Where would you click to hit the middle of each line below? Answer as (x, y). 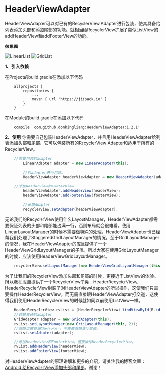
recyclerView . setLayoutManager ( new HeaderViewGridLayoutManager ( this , (88, 266)
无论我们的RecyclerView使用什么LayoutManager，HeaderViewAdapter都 (79, 219)
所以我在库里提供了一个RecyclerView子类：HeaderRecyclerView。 (73, 282)
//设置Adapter (37, 205)
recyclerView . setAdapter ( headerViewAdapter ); (71, 209)
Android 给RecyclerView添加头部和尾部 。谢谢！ (54, 368)
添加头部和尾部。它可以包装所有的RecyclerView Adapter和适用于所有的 (82, 143)
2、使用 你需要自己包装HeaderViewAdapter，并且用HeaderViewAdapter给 (81, 137)
